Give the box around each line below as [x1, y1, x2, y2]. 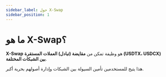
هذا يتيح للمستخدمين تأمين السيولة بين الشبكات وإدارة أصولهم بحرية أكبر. [6, 66, 144, 72]
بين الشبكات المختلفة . [6, 56, 48, 62]
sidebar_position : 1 [6, 12, 50, 17]
